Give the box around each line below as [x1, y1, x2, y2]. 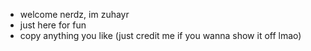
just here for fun [19, 19, 87, 31]
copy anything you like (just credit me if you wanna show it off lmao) [19, 30, 302, 41]
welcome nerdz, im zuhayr [19, 9, 130, 20]
